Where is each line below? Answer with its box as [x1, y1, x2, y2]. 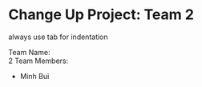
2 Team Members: [8, 56, 69, 65]
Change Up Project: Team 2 [8, 6, 195, 24]
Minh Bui [19, 71, 50, 81]
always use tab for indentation [8, 32, 108, 42]
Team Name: [8, 47, 50, 57]
